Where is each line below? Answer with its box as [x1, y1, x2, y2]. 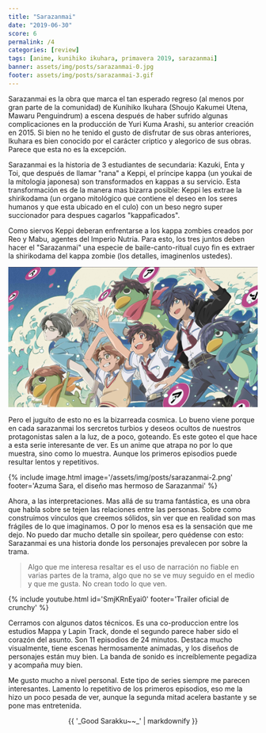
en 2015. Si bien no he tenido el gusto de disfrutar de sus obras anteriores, [8, 128, 252, 137]
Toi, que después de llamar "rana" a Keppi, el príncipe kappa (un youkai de [8, 168, 253, 178]
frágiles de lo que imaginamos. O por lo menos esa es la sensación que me [8, 521, 253, 531]
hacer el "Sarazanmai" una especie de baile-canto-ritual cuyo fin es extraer [8, 242, 255, 252]
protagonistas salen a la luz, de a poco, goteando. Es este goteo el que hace [8, 432, 257, 441]
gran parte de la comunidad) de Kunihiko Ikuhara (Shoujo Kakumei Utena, [8, 102, 248, 112]
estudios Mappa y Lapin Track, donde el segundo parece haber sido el [8, 627, 239, 636]
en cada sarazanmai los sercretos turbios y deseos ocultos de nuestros [8, 424, 241, 433]
